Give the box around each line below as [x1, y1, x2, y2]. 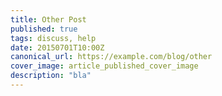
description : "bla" [10, 71, 92, 81]
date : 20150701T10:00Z [10, 42, 105, 53]
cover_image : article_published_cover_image [10, 61, 199, 71]
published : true [10, 24, 78, 34]
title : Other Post [10, 14, 87, 25]
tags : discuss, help [10, 33, 97, 43]
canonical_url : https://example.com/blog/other [10, 52, 213, 62]
